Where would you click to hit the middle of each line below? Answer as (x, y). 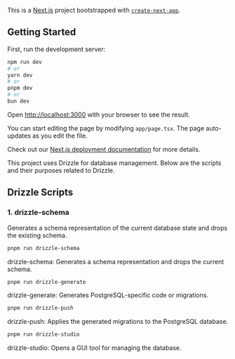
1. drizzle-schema (39, 212)
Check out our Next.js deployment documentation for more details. (104, 149)
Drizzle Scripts (40, 192)
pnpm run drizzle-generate (47, 282)
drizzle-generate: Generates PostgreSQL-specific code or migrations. (108, 295)
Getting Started (42, 32)
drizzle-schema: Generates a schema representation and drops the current (116, 261)
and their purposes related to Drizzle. (61, 170)
